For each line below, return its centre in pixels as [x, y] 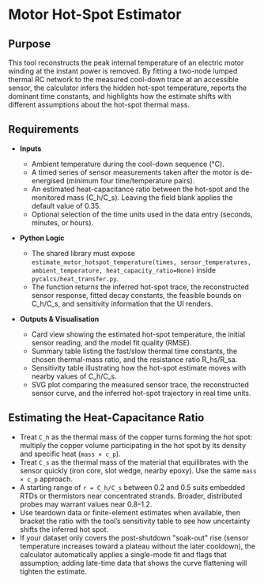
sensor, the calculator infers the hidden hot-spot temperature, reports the [128, 88]
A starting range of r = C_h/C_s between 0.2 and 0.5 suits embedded [132, 487]
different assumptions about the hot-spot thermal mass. [99, 105]
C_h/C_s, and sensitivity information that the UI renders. [122, 303]
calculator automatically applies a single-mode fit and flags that [123, 554]
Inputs [30, 149]
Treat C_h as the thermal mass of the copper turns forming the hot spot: [136, 437]
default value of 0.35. [66, 205]
